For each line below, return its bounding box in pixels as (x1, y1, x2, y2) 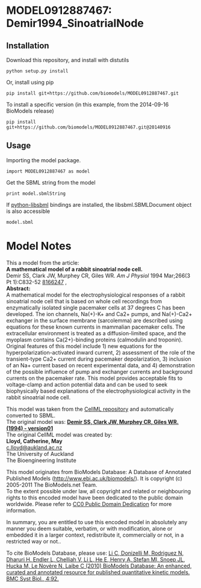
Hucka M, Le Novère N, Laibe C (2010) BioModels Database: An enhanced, (6, 562, 192, 569)
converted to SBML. (6, 411, 56, 419)
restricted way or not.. (6, 537, 61, 545)
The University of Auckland (6, 450, 74, 457)
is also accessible (6, 207, 51, 215)
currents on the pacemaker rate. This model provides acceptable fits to (6, 375, 183, 382)
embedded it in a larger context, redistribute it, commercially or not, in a (6, 531, 184, 539)
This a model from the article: (6, 259, 79, 266)
